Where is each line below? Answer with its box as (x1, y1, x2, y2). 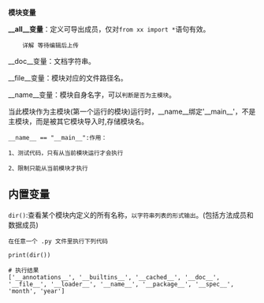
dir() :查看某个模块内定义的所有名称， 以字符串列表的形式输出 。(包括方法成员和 (8, 210, 254, 219)
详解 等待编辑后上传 (22, 42, 79, 50)
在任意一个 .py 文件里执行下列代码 (8, 237, 109, 245)
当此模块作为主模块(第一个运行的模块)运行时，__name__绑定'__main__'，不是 (8, 107, 256, 116)
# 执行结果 (8, 266, 39, 275)
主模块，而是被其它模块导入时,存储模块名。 (8, 117, 149, 125)
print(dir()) (8, 251, 51, 259)
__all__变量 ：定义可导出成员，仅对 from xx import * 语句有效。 (8, 24, 210, 34)
